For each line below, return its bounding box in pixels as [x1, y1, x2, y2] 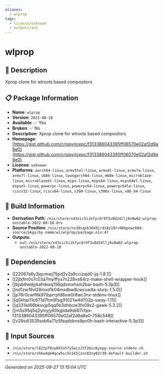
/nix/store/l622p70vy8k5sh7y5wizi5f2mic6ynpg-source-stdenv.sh [12, 346, 144, 351]
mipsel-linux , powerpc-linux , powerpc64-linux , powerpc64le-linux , [12, 182, 145, 189]
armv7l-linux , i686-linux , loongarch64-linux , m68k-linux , [12, 172, 128, 178]
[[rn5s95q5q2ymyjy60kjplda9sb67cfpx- [12, 307, 93, 313]
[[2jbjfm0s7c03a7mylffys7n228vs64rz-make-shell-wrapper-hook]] [12, 276, 147, 282]
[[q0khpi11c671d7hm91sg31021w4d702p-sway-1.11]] [12, 297, 117, 303]
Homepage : [12, 136, 37, 142]
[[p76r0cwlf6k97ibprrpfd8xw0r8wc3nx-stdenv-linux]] [12, 292, 121, 298]
